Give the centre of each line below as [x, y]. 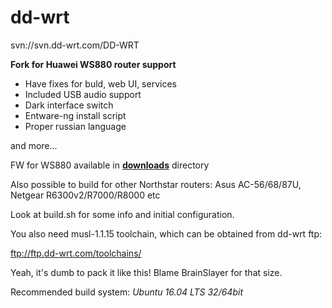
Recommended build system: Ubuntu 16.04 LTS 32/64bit [126, 292]
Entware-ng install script [75, 115]
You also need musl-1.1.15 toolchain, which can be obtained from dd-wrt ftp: [166, 233]
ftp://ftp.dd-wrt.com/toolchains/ [76, 253]
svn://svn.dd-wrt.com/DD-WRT [75, 45]
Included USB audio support [83, 94]
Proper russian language [75, 126]
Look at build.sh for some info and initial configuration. [122, 214]
